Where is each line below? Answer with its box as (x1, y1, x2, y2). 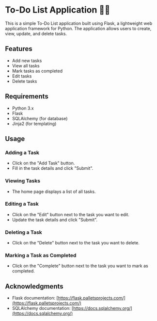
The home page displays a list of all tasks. (12, 189, 96, 194)
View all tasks (12, 63, 40, 68)
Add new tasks (12, 58, 42, 64)
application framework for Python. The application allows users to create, (5, 25, 152, 31)
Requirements (5, 92, 48, 101)
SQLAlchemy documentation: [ (12, 305, 74, 311)
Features (5, 45, 32, 53)
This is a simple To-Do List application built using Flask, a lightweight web (5, 20, 153, 26)
